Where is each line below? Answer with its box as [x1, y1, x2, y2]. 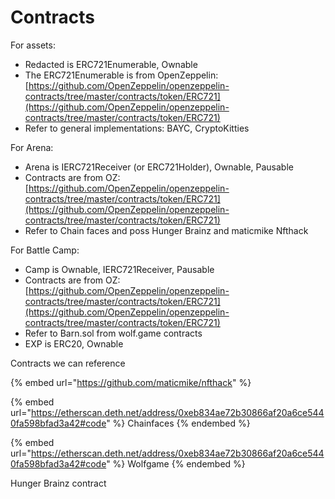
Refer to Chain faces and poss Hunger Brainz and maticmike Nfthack [24, 224, 309, 236]
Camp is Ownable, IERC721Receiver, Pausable [24, 263, 215, 275]
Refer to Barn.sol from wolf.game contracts [24, 327, 203, 339]
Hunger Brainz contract [10, 477, 107, 489]
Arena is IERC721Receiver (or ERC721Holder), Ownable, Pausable [24, 161, 294, 173]
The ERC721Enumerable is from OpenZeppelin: [24, 69, 219, 81]
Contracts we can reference [10, 357, 126, 369]
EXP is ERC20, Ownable [24, 337, 124, 350]
